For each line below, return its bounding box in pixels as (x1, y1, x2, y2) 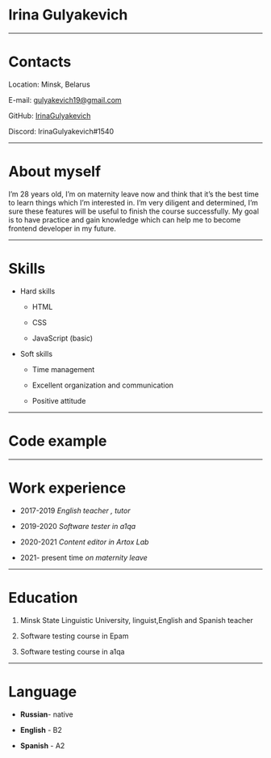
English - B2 (19, 725, 63, 735)
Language (8, 682, 77, 701)
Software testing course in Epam (19, 631, 129, 641)
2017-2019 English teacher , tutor (19, 506, 131, 515)
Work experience (8, 479, 127, 497)
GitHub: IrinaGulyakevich (8, 111, 91, 121)
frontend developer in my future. (8, 223, 117, 233)
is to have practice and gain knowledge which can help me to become (8, 214, 241, 224)
